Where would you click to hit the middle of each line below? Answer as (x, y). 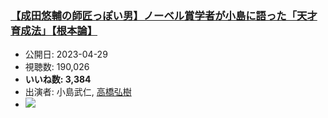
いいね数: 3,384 (58, 79)
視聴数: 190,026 (57, 67)
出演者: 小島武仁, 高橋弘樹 (78, 92)
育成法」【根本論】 (54, 30)
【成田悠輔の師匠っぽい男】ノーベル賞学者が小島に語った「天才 (164, 15)
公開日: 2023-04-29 (66, 54)
